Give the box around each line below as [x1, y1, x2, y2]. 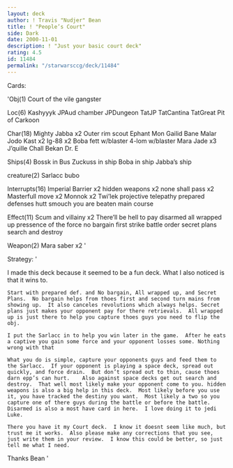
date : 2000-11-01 [7, 36, 58, 43]
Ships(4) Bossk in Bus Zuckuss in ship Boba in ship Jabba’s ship [7, 158, 192, 166]
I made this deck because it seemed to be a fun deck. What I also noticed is [7, 268, 225, 276]
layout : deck [7, 10, 45, 17]
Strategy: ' [7, 255, 37, 263]
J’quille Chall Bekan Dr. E [7, 144, 79, 152]
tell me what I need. [7, 441, 70, 448]
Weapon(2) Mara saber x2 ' [7, 241, 87, 250]
